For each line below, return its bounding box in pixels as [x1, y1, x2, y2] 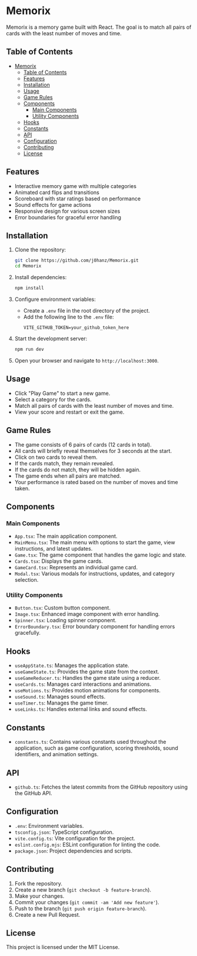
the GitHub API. [14, 789, 52, 797]
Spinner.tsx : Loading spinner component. [14, 617, 116, 624]
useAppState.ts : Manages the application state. [14, 662, 129, 669]
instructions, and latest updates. [14, 545, 93, 552]
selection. [14, 576, 39, 583]
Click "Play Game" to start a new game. [14, 390, 111, 397]
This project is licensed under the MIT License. [6, 944, 120, 951]
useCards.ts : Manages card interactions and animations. [14, 680, 152, 688]
